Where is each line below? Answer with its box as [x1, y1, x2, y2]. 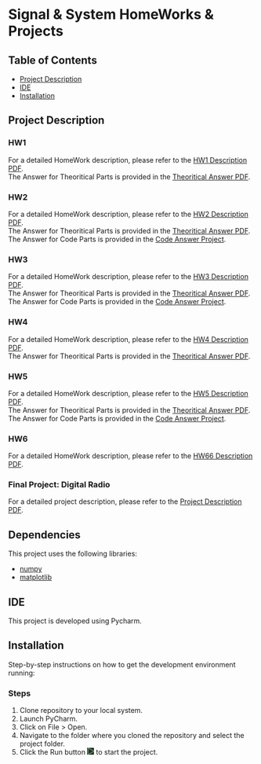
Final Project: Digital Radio [8, 479, 111, 490]
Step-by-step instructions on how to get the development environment [8, 659, 236, 669]
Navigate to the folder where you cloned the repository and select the [19, 731, 245, 740]
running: [8, 668, 35, 678]
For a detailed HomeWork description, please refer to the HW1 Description [8, 155, 248, 164]
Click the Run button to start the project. [19, 747, 158, 757]
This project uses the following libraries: [8, 549, 137, 559]
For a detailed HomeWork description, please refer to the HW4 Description [8, 334, 249, 343]
